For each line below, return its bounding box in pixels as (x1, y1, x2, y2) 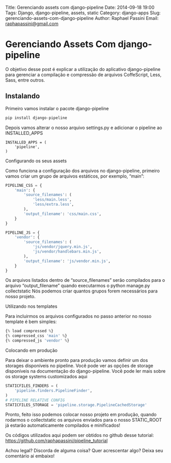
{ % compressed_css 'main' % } (5, 333, 67, 338)
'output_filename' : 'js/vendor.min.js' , (23, 258, 111, 263)
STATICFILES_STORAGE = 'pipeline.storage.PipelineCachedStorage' (5, 402, 147, 407)
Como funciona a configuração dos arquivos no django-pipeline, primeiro (5, 167, 160, 174)
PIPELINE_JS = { (5, 230, 40, 235)
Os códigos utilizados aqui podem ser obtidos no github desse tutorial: (5, 432, 154, 438)
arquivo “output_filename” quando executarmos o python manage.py (5, 283, 151, 289)
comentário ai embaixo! (5, 453, 55, 459)
